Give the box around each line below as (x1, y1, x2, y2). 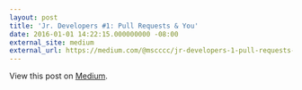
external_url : (9, 46, 63, 55)
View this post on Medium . (9, 70, 108, 81)
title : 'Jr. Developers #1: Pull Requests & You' (9, 21, 200, 30)
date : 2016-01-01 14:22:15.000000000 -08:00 (9, 29, 179, 38)
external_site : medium (9, 37, 94, 47)
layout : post (9, 12, 58, 22)
